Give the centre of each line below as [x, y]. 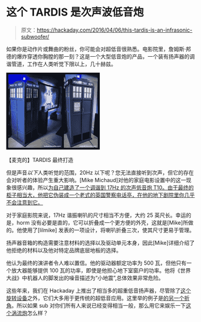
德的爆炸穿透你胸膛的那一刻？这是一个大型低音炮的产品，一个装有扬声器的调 [100, 56]
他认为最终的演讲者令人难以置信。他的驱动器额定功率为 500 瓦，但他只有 [96, 263]
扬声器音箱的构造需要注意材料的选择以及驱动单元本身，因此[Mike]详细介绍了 [100, 243]
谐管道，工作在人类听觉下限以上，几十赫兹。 [61, 64]
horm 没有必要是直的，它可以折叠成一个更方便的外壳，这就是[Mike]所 [102, 222]
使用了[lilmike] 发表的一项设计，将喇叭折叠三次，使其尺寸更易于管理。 [108, 230]
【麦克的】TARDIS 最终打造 [40, 160]
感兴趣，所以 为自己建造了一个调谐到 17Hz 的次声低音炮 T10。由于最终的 [105, 187]
